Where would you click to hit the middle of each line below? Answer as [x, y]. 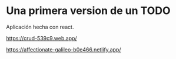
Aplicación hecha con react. [40, 27]
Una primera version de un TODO [88, 11]
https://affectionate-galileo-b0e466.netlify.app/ [64, 49]
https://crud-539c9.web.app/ [42, 38]
